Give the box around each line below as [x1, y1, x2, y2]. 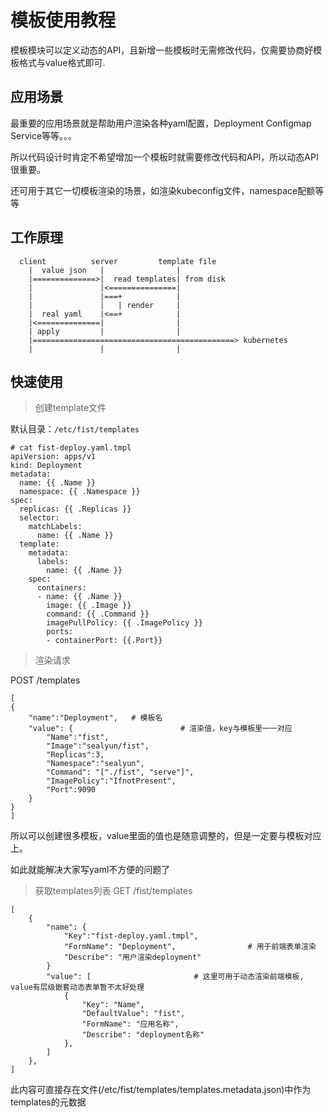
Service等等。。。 [10, 129, 78, 141]
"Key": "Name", [81, 1000, 145, 1010]
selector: [19, 513, 60, 523]
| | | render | [28, 300, 182, 310]
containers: [36, 583, 87, 593]
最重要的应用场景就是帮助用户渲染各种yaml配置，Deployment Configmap [10, 117, 312, 129]
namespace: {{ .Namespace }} [19, 487, 141, 497]
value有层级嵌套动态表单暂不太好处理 [10, 982, 145, 993]
